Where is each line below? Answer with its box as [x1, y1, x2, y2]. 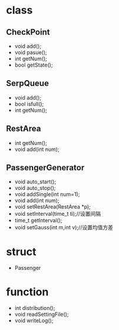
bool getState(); [14, 61, 53, 68]
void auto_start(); [14, 178, 57, 186]
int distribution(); [14, 305, 55, 312]
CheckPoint [6, 27, 50, 37]
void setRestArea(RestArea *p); [14, 203, 91, 210]
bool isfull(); [14, 100, 44, 107]
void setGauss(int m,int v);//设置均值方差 [14, 224, 114, 231]
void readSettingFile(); [14, 311, 69, 318]
